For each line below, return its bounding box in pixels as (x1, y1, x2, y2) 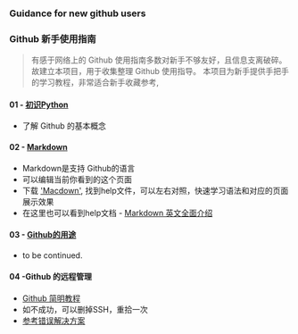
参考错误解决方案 (21, 315, 86, 326)
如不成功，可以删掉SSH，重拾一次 (21, 305, 149, 315)
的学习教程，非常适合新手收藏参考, (30, 77, 159, 88)
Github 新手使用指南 (9, 32, 96, 45)
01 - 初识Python (9, 99, 69, 110)
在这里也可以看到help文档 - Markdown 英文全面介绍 (21, 207, 213, 218)
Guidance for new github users (9, 7, 146, 20)
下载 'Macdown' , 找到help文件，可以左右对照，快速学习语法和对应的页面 (21, 185, 289, 196)
